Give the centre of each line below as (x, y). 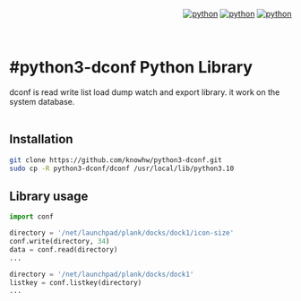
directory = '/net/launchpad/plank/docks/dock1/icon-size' (122, 233)
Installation (41, 139)
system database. (42, 101)
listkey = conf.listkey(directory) (76, 282)
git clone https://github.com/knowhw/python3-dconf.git (116, 160)
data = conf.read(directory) (64, 249)
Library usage (49, 196)
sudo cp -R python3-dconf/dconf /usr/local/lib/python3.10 (122, 168)
